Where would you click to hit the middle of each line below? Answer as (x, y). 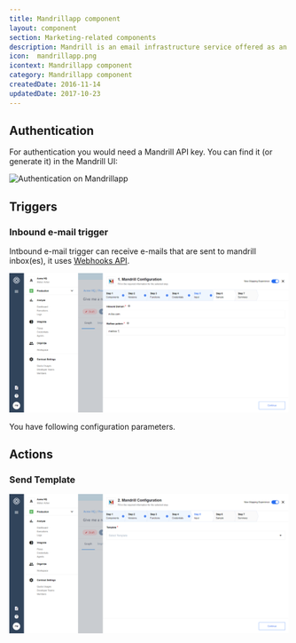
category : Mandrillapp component (71, 75)
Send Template (42, 480)
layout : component (43, 28)
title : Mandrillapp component (65, 19)
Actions (31, 454)
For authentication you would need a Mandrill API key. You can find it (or (141, 152)
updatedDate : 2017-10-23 (55, 93)
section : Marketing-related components (83, 37)
